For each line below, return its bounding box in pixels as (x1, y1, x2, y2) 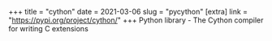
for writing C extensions (8, 24, 89, 33)
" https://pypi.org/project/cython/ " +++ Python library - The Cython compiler (8, 15, 264, 25)
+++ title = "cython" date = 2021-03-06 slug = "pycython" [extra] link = (8, 7, 248, 16)
